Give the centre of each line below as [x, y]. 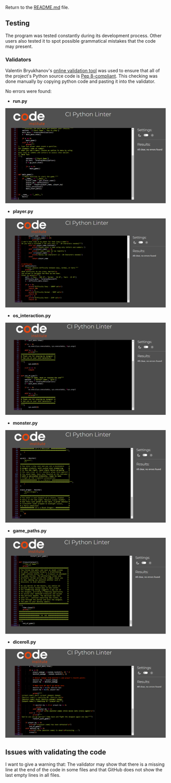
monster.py [25, 423]
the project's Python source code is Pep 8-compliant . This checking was [81, 76]
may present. [19, 46]
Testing [18, 23]
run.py [20, 101]
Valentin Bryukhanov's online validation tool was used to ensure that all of [83, 71]
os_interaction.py [32, 316]
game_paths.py [30, 531]
